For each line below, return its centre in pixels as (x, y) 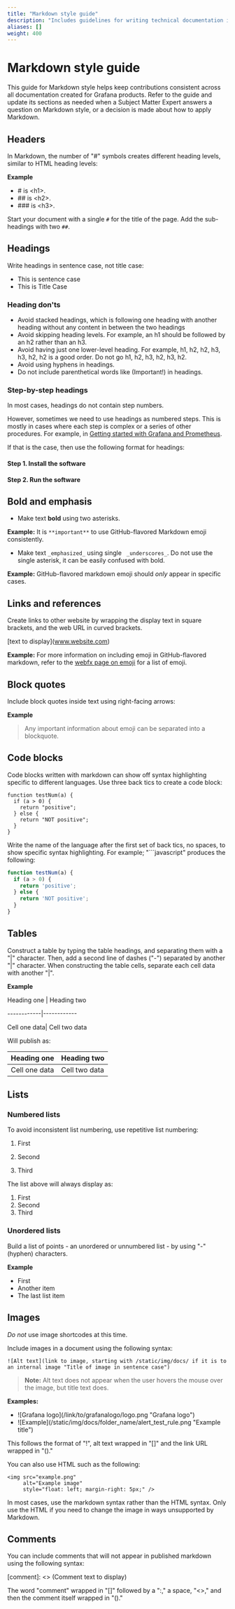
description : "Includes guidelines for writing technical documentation (115, 20)
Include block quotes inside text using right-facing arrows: (92, 701)
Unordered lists (34, 1231)
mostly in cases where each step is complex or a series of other (99, 426)
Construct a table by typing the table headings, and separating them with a (115, 950)
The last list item (41, 1295)
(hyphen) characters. (37, 1253)
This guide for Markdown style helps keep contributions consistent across (114, 88)
